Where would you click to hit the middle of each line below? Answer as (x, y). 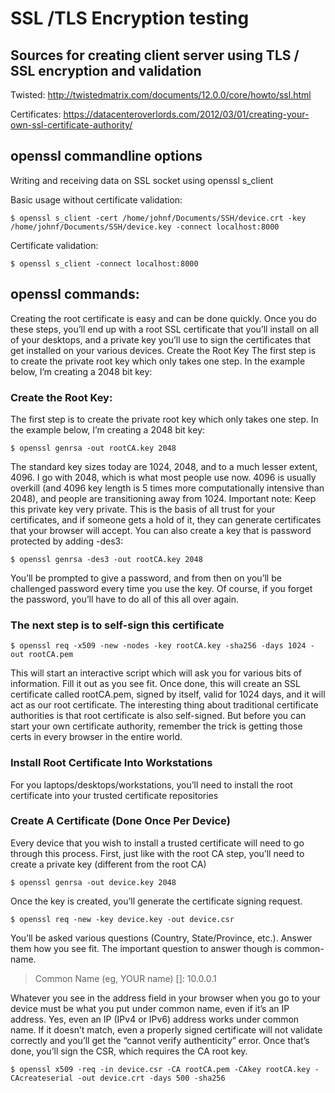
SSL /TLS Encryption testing (130, 18)
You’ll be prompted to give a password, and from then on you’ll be (146, 578)
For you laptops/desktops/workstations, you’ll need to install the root (151, 784)
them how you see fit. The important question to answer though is (146, 948)
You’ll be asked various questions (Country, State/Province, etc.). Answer (161, 938)
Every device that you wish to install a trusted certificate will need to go (157, 843)
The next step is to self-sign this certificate (117, 625)
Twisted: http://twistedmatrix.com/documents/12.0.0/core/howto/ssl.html (161, 95)
